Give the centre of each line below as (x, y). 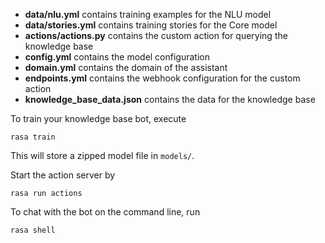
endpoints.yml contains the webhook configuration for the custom (162, 78)
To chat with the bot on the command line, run (105, 212)
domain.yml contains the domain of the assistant (126, 67)
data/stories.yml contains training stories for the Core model (151, 25)
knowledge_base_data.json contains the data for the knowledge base (170, 99)
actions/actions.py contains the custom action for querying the (156, 35)
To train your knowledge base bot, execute (98, 118)
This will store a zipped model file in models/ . (102, 155)
